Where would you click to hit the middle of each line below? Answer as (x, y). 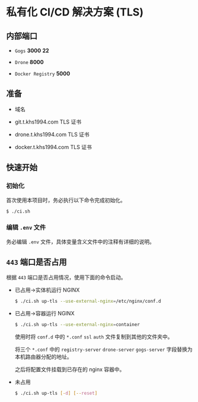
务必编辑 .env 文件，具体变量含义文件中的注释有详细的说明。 (81, 242)
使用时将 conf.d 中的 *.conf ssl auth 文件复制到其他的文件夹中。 (94, 337)
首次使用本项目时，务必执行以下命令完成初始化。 (66, 200)
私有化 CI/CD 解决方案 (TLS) (75, 12)
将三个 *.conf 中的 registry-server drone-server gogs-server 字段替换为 (103, 349)
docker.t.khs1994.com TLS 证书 (53, 147)
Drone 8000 (29, 62)
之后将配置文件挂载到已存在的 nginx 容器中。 (70, 369)
